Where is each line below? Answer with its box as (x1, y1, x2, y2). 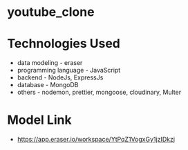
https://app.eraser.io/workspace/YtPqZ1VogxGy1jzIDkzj (17, 135, 175, 144)
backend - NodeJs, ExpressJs (17, 73, 104, 82)
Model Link (7, 112, 72, 128)
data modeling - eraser (17, 59, 83, 67)
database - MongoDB (17, 81, 79, 89)
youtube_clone (7, 4, 95, 20)
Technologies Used (7, 36, 121, 52)
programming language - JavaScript (17, 66, 121, 75)
